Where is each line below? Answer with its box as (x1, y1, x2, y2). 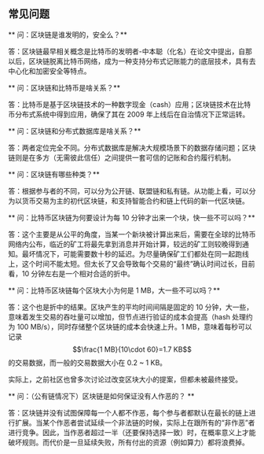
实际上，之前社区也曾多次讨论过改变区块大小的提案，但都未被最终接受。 (8, 375, 242, 384)
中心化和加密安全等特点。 (8, 66, 91, 76)
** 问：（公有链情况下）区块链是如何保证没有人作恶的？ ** (8, 391, 195, 400)
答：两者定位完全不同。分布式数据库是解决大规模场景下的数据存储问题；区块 (8, 142, 256, 152)
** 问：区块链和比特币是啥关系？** (8, 83, 120, 92)
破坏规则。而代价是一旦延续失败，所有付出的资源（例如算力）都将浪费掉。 (8, 437, 249, 447)
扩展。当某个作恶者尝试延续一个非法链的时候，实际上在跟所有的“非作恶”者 (14, 418, 255, 427)
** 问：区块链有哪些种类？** (8, 169, 100, 179)
